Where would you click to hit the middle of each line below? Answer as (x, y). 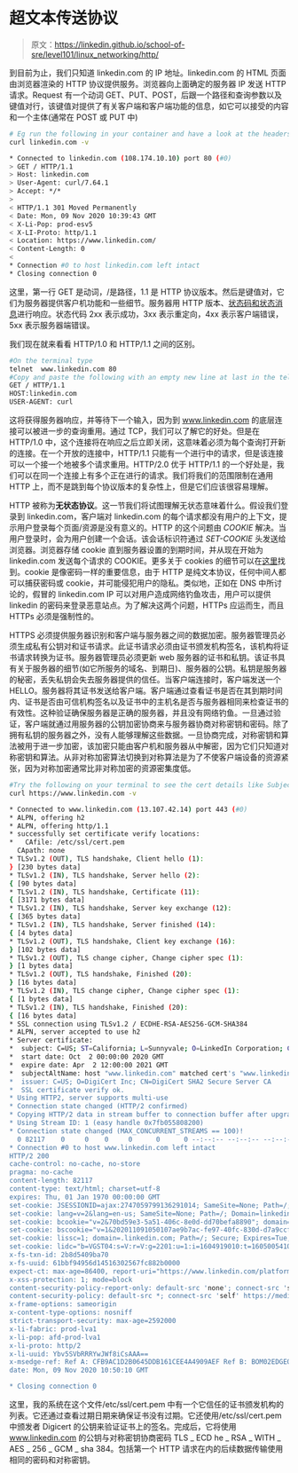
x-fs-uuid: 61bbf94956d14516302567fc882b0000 (94, 1263)
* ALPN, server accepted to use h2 (75, 1032)
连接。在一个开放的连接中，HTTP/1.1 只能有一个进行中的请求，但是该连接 (150, 453)
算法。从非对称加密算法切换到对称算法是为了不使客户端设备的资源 (160, 757)
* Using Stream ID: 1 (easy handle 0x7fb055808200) (106, 1123)
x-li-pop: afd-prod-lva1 (55, 1337)
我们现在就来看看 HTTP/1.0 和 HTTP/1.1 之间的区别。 (105, 343)
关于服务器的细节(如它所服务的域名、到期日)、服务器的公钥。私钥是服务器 (152, 669)
